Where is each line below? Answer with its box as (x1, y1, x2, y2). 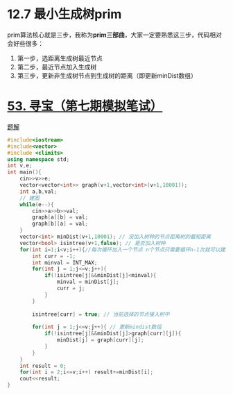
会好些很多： (7, 39, 44, 47)
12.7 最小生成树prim (7, 6, 122, 22)
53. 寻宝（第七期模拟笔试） (7, 99, 163, 115)
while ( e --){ (19, 201, 54, 208)
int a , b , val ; (19, 188, 58, 195)
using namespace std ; (7, 156, 70, 163)
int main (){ (7, 169, 42, 176)
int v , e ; (7, 162, 33, 169)
